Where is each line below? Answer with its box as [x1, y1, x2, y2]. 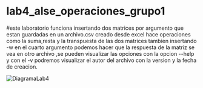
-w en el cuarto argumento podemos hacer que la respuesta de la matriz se [6, 44, 195, 51]
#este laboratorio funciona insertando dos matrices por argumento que [6, 24, 184, 32]
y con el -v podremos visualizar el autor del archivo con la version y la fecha [6, 56, 197, 64]
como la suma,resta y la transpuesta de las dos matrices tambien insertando [6, 37, 197, 44]
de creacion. [6, 63, 38, 70]
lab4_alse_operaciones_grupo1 [6, 4, 165, 18]
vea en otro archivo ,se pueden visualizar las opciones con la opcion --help [6, 50, 195, 57]
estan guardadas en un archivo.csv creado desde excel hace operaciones [6, 30, 191, 38]
